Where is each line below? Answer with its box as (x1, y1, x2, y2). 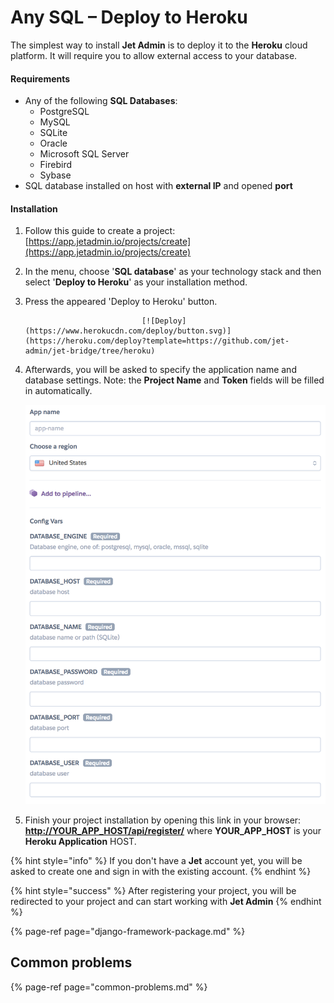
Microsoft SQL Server (39, 148, 130, 160)
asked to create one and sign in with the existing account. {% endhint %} (10, 865, 312, 877)
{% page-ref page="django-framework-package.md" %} (10, 925, 246, 937)
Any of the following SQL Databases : (24, 95, 178, 107)
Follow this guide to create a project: (24, 225, 176, 237)
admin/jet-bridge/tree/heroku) (24, 346, 156, 356)
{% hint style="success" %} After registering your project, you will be (10, 884, 297, 896)
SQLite (39, 127, 68, 139)
